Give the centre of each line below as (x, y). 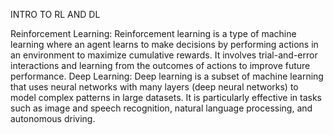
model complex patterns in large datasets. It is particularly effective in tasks (166, 97)
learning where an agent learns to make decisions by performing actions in (164, 44)
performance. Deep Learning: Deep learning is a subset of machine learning (167, 76)
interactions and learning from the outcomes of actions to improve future (160, 65)
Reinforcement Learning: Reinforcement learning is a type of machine (153, 33)
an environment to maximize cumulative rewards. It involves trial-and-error (164, 55)
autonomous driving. (53, 118)
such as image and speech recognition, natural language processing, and (161, 108)
